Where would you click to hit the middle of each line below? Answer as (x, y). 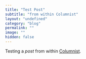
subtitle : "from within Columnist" (42, 14)
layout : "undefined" (26, 19)
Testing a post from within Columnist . (43, 51)
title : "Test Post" (25, 10)
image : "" (15, 32)
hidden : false (20, 37)
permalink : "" (20, 28)
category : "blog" (23, 23)
